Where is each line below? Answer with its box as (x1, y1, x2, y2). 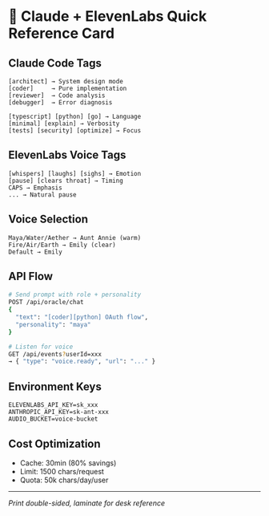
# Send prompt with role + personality (8, 291, 142, 299)
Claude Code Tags (8, 56, 102, 70)
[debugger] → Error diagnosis (8, 99, 113, 107)
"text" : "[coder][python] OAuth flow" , (15, 313, 149, 322)
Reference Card (8, 24, 114, 43)
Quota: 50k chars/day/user (19, 475, 109, 485)
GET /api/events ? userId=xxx (8, 350, 102, 358)
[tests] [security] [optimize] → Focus (8, 127, 142, 135)
